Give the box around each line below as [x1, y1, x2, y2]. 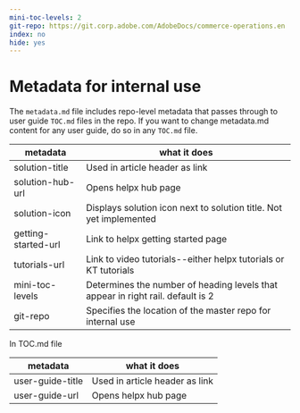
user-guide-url [13, 390, 79, 402]
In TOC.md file [9, 339, 62, 350]
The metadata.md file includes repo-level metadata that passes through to [9, 106, 279, 117]
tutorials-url [13, 258, 65, 271]
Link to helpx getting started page [86, 233, 228, 246]
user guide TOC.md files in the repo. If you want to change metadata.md [9, 115, 270, 126]
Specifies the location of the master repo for [86, 305, 271, 317]
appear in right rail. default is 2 [86, 290, 214, 302]
